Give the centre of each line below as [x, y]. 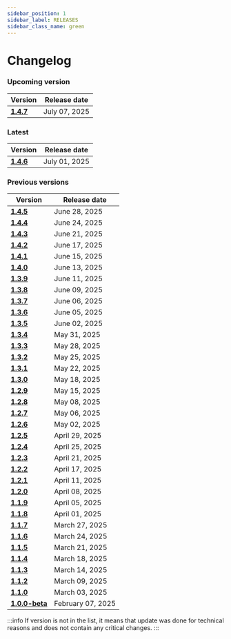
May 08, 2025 [78, 402]
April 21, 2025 [78, 458]
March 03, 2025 [81, 592]
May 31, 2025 [78, 335]
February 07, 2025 [85, 604]
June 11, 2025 [79, 278]
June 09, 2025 [79, 290]
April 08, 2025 [78, 491]
